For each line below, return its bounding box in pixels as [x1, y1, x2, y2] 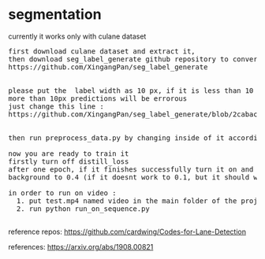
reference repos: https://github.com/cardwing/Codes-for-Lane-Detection [8, 227, 247, 236]
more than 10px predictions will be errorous [8, 94, 188, 103]
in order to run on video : [8, 188, 117, 198]
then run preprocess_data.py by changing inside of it [8, 133, 225, 142]
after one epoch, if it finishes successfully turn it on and [8, 165, 254, 174]
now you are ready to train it [8, 149, 129, 158]
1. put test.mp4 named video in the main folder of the [16, 196, 237, 205]
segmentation [8, 6, 102, 24]
